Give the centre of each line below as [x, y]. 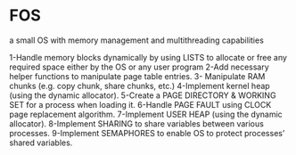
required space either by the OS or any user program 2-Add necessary [139, 67]
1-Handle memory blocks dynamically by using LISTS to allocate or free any [148, 57]
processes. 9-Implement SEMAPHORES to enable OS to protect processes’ [147, 133]
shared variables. [41, 143]
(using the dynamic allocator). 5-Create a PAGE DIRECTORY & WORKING [143, 95]
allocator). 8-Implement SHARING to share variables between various [137, 123]
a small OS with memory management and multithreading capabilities [137, 40]
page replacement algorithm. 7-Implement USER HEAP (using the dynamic [146, 114]
